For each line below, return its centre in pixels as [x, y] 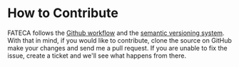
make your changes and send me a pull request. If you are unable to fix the [117, 48]
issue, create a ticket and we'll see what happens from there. [97, 56]
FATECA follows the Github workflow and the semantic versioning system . [116, 33]
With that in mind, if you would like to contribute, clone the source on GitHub [119, 40]
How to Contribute [63, 13]
